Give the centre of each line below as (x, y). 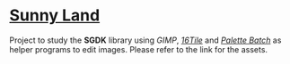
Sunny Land (55, 16)
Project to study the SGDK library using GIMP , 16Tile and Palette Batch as (145, 40)
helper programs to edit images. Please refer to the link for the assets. (138, 49)
